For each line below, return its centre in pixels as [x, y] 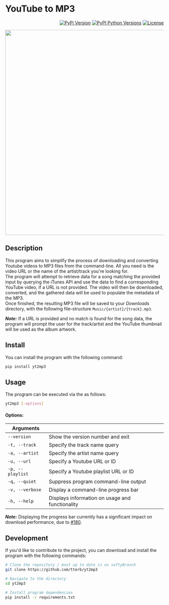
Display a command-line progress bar [94, 490]
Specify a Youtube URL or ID [82, 462]
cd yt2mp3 [16, 583]
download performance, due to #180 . [44, 522]
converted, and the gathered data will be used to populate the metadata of [82, 292]
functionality [63, 505]
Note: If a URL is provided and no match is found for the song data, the [79, 318]
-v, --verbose [25, 490]
